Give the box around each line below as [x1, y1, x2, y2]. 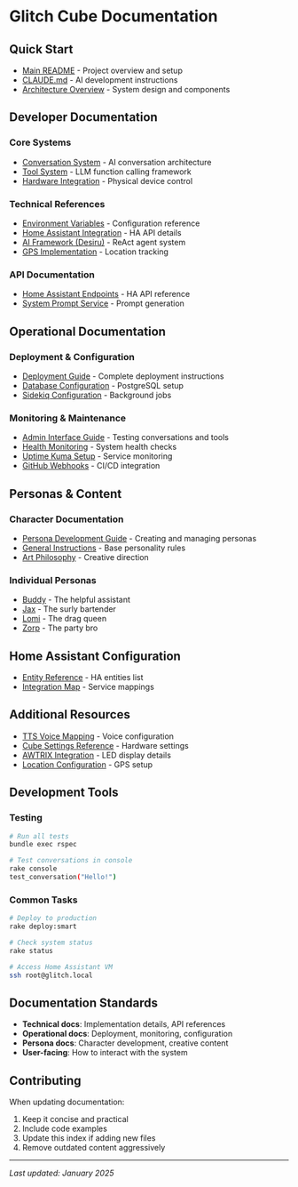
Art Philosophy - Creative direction [21, 551, 149, 562]
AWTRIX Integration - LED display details [21, 750, 171, 760]
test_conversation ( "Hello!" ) [9, 873, 117, 882]
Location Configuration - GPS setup [21, 758, 153, 770]
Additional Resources [9, 707, 130, 722]
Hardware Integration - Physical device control [21, 175, 193, 186]
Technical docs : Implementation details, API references [21, 1019, 226, 1030]
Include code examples [21, 1123, 108, 1135]
